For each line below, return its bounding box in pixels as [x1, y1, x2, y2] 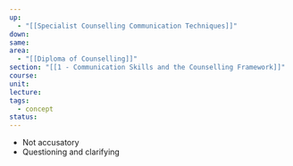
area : [9, 46, 29, 55]
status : [9, 112, 38, 121]
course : [9, 71, 38, 80]
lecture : [9, 87, 42, 96]
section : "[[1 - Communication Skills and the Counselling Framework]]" [9, 63, 286, 72]
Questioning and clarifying [21, 146, 121, 157]
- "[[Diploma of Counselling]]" [17, 54, 138, 63]
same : [9, 37, 29, 47]
